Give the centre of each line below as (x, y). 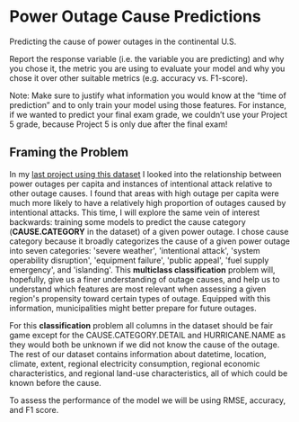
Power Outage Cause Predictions (136, 17)
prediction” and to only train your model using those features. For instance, (148, 104)
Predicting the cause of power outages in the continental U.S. (123, 41)
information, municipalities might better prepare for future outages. (133, 308)
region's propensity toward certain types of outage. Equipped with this (140, 298)
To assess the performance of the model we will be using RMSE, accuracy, (148, 400)
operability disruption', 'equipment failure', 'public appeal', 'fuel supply (139, 260)
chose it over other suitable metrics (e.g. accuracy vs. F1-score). (129, 77)
